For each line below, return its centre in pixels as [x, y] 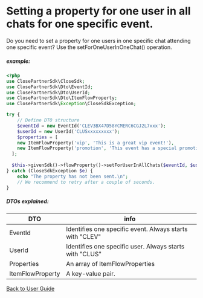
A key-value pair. [91, 274]
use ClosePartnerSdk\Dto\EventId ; [50, 87]
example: [18, 61]
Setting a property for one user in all [99, 11]
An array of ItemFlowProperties [111, 264]
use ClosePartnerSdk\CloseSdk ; [46, 81]
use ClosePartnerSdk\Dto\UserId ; [48, 92]
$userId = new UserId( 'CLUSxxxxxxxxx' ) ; [69, 131]
